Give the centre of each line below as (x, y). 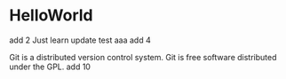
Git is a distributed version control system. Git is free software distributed (143, 57)
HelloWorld (51, 16)
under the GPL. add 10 (50, 67)
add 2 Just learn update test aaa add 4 (80, 40)
